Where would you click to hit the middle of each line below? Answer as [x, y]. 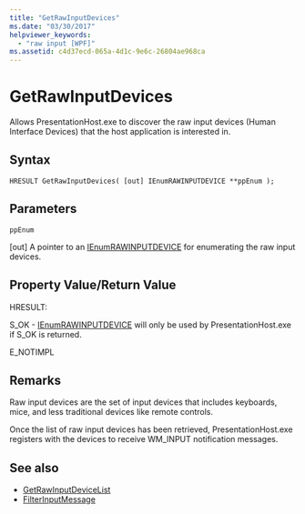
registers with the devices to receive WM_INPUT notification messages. [144, 439]
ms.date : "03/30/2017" [52, 26]
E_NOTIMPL [32, 352]
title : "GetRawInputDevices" [65, 18]
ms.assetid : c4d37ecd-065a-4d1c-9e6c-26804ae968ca [107, 52]
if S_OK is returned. [46, 334]
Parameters [43, 209]
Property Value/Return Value [93, 285]
